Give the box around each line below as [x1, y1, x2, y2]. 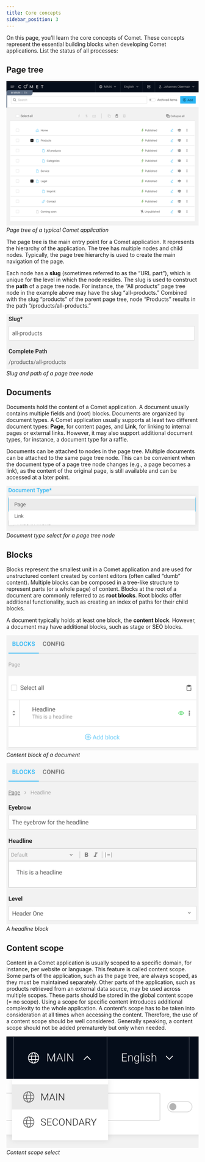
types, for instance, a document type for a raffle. [6, 436, 129, 443]
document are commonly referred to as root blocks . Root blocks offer [6, 592, 182, 599]
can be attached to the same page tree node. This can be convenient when [6, 454, 195, 462]
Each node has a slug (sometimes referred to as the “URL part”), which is [6, 270, 191, 277]
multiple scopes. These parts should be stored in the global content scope [6, 991, 193, 999]
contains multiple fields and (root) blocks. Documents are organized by [6, 410, 185, 417]
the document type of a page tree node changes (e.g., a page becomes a [6, 461, 191, 468]
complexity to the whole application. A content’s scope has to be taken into [6, 1005, 195, 1012]
